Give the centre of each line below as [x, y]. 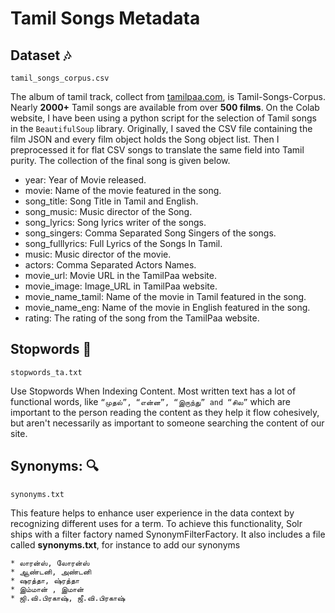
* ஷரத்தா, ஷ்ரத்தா [45, 580]
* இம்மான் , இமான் [47, 589]
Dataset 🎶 [41, 55]
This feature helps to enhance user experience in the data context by [152, 513]
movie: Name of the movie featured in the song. [123, 190]
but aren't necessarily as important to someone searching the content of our [167, 423]
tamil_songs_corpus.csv [60, 78]
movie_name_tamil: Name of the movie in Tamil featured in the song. [165, 296]
